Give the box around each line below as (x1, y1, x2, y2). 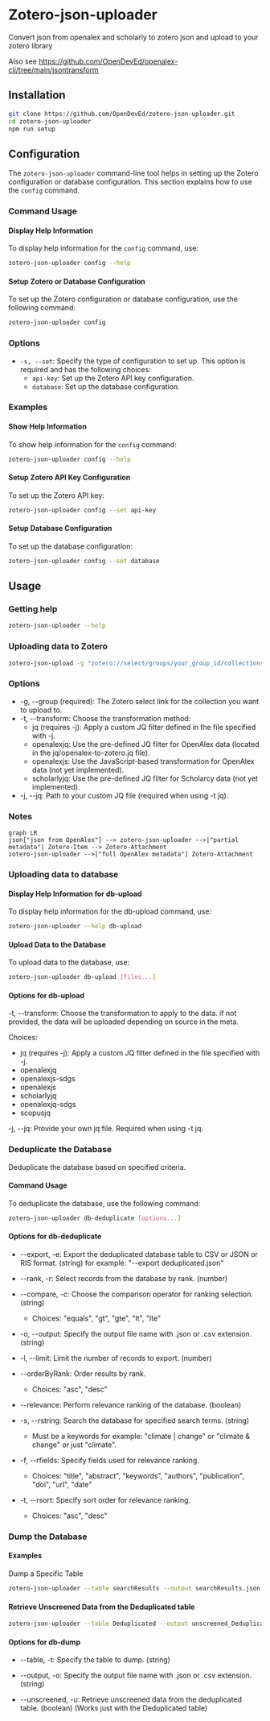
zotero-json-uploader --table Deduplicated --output (8, 1619, 189, 1628)
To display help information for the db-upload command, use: (8, 906, 211, 916)
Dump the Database (8, 1531, 88, 1542)
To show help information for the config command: (8, 439, 177, 449)
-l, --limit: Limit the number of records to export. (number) (19, 1353, 213, 1362)
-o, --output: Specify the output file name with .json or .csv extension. (19, 1329, 252, 1338)
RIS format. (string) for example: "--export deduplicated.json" (19, 1258, 224, 1267)
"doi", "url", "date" (31, 1479, 92, 1489)
